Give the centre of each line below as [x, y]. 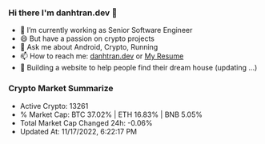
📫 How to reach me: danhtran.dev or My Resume [102, 56]
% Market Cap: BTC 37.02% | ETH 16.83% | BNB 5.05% [111, 114]
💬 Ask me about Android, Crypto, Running [89, 47]
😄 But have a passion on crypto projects [87, 38]
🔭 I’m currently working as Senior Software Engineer [106, 30]
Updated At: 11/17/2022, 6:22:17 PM [78, 131]
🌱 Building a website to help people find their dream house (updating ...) [139, 68]
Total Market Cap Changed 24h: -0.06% [86, 122]
